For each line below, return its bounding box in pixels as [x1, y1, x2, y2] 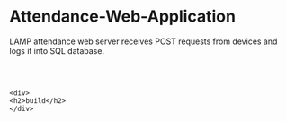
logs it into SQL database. [9, 45, 105, 56]
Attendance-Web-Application [9, 6, 237, 27]
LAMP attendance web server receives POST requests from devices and [9, 36, 278, 47]
